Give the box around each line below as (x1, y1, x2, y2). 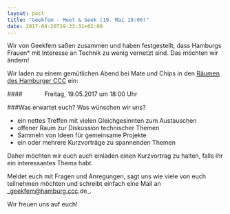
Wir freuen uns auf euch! (7, 200, 78, 209)
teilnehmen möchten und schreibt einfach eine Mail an (7, 180, 162, 188)
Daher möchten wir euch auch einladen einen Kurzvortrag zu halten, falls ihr (7, 152, 223, 160)
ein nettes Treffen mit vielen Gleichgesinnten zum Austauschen (17, 117, 198, 125)
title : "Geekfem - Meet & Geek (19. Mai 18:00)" (7, 16, 149, 23)
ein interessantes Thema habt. (7, 159, 93, 167)
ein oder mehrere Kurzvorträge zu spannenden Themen (17, 139, 176, 147)
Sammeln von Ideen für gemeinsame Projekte (17, 131, 147, 139)
